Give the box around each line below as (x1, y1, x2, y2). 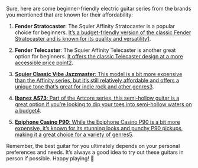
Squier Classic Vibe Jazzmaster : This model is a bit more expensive (14, 71, 183, 77)
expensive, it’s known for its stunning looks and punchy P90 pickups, (14, 125, 183, 131)
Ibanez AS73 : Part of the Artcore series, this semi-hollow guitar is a (14, 94, 180, 101)
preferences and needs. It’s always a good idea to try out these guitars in (6, 149, 184, 156)
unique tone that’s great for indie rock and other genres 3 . (14, 83, 154, 90)
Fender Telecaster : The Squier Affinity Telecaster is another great (14, 47, 176, 54)
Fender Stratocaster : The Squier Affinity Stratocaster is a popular (14, 23, 176, 29)
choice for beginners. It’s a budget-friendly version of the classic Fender (14, 29, 191, 36)
